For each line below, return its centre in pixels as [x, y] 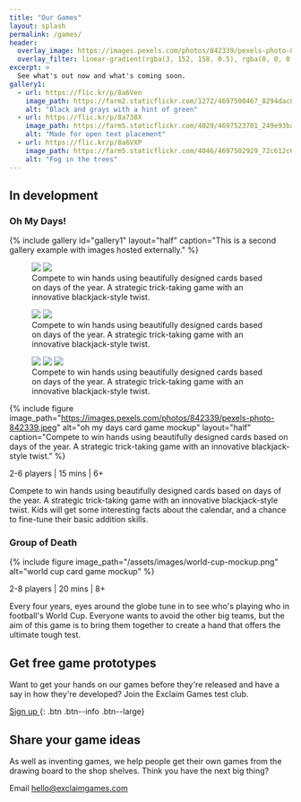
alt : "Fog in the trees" [72, 159]
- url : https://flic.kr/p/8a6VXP [80, 142]
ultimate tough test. [45, 635]
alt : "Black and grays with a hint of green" [112, 109]
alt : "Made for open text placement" [96, 134]
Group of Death [43, 543]
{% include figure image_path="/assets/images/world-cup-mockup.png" [144, 562]
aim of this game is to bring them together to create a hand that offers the [145, 625]
